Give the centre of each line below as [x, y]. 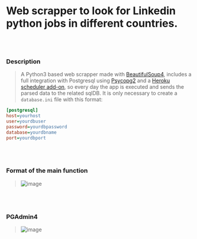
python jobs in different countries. [92, 23]
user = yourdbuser [26, 121]
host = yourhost [24, 116]
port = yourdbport [26, 138]
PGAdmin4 [22, 217]
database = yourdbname [32, 132]
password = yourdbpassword [37, 127]
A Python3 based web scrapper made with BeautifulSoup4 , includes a [106, 75]
